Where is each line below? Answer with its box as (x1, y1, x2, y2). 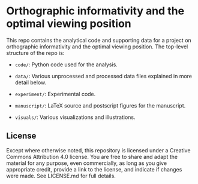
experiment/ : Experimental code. (14, 90, 96, 97)
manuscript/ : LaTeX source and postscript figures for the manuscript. (14, 102, 186, 109)
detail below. (14, 79, 47, 86)
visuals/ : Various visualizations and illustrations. (14, 114, 136, 121)
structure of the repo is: (6, 49, 65, 56)
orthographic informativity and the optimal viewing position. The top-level (6, 43, 188, 50)
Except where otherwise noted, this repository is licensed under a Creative (6, 146, 191, 154)
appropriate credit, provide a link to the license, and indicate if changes (6, 165, 182, 173)
